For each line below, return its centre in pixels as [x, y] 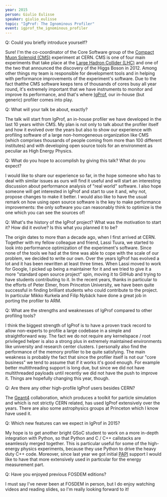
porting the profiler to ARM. [33, 301]
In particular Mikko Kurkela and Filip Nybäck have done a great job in [76, 296]
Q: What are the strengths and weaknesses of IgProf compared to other [79, 311]
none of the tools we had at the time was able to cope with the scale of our [82, 253]
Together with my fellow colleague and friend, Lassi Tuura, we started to [80, 243]
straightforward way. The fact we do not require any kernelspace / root [78, 336]
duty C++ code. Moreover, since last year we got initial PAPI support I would [83, 454]
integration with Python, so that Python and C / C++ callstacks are [73, 438]
